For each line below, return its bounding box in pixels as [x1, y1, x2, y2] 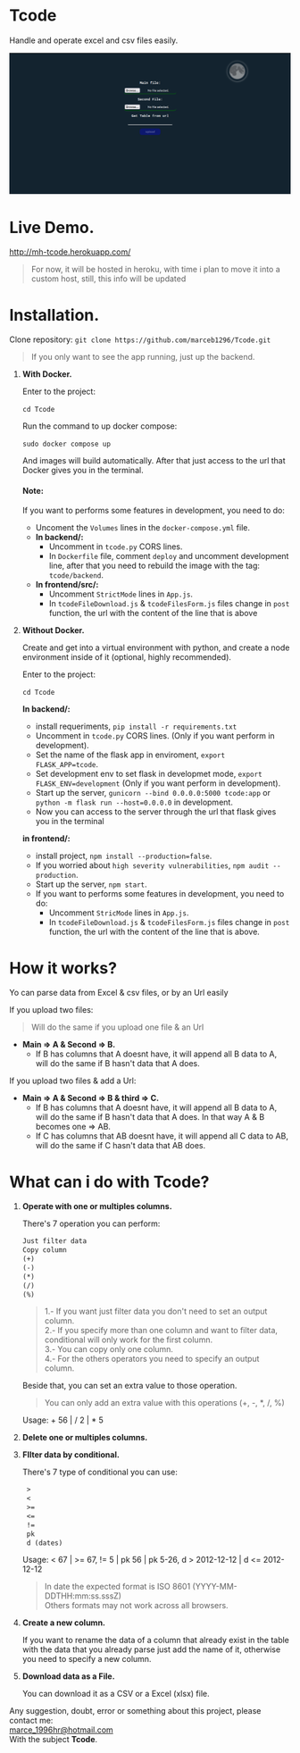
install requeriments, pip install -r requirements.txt [35, 721, 237, 732]
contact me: [9, 1715, 54, 1726]
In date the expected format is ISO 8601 [44, 1582, 191, 1592]
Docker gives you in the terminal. [21, 465, 145, 476]
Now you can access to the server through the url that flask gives [35, 806, 277, 817]
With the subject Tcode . [9, 1734, 98, 1745]
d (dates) [26, 1539, 63, 1548]
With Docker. [21, 369, 72, 380]
